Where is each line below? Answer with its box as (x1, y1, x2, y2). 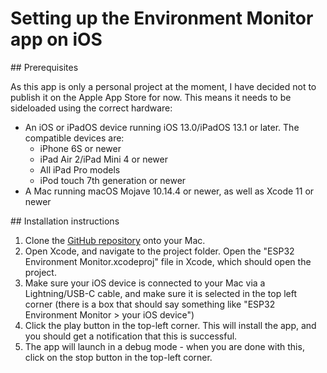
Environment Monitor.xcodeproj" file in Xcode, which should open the (24, 255, 312, 267)
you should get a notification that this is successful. (24, 330, 238, 342)
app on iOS (10, 28, 103, 51)
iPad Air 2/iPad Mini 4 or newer (39, 153, 168, 165)
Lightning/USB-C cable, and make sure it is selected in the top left (24, 287, 297, 299)
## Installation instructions (10, 215, 120, 227)
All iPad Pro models (39, 163, 121, 176)
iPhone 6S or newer (39, 142, 122, 154)
